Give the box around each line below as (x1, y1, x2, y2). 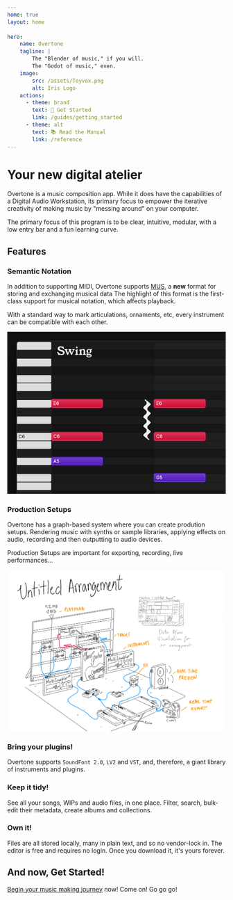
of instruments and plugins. (7, 765, 85, 773)
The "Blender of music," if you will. (32, 56, 144, 63)
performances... (7, 556, 53, 565)
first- (210, 289, 225, 298)
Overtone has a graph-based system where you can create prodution (7, 520, 206, 529)
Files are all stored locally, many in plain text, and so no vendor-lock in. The (7, 839, 223, 847)
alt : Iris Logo (32, 84, 76, 92)
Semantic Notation (7, 266, 71, 276)
